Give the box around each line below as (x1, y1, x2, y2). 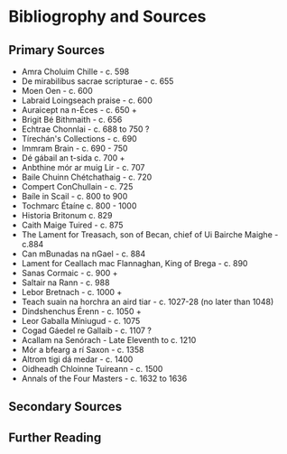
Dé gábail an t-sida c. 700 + (21, 153, 125, 163)
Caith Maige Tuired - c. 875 (21, 219, 124, 230)
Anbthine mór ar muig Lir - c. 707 (21, 162, 145, 172)
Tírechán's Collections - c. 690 (21, 134, 137, 144)
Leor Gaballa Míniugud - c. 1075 (21, 316, 141, 326)
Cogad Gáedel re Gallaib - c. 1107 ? (21, 325, 153, 336)
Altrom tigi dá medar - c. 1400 (21, 354, 134, 365)
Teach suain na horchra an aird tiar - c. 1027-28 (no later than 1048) (21, 296, 274, 307)
